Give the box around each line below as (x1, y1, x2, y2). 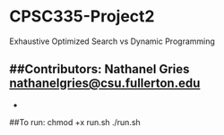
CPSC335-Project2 (9, 6, 155, 27)
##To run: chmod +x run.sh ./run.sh (9, 116, 141, 127)
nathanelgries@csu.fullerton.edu (9, 76, 201, 91)
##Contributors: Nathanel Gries (9, 62, 190, 77)
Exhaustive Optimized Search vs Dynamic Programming (9, 36, 215, 46)
